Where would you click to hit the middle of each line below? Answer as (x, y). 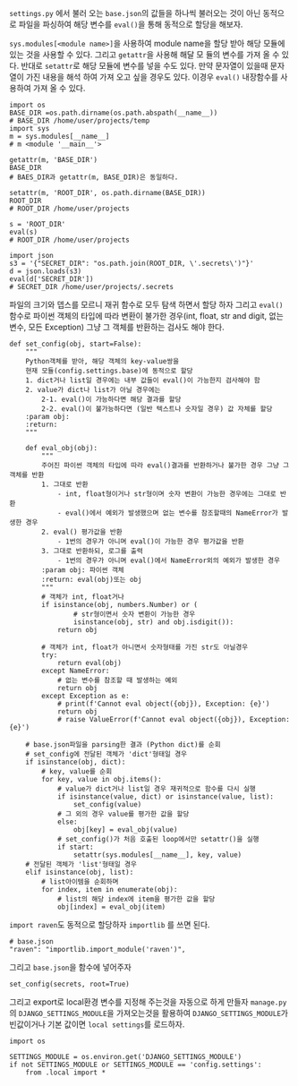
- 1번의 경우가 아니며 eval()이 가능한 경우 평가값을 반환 (150, 542)
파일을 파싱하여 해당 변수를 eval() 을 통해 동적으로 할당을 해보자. (131, 24)
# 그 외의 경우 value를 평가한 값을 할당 (123, 814)
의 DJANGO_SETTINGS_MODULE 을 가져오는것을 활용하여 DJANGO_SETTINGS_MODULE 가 (149, 1013)
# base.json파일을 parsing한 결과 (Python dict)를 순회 (123, 745)
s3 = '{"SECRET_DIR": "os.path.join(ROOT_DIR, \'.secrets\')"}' (132, 263)
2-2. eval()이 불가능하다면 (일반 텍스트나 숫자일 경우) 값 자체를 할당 (157, 409)
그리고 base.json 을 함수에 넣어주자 (70, 967)
